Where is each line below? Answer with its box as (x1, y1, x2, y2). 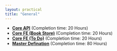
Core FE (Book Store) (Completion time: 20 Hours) (12, 30, 113, 36)
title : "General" (5, 12, 40, 17)
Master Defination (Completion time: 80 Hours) (12, 40, 107, 46)
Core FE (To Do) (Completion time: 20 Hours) (12, 35, 102, 41)
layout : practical (5, 7, 42, 12)
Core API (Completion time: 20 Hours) (12, 25, 88, 31)
